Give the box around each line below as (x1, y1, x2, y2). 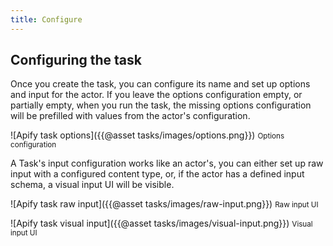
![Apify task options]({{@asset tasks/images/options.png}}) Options (10, 129, 285, 141)
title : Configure (10, 14, 83, 25)
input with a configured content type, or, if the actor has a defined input (10, 168, 305, 180)
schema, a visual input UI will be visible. (10, 179, 175, 191)
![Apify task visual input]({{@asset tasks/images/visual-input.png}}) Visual (10, 217, 313, 230)
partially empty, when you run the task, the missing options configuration (10, 99, 312, 111)
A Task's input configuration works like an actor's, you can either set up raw (10, 157, 324, 170)
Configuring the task (10, 52, 142, 69)
